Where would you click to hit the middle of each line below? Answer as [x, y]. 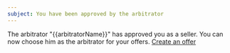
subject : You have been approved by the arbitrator [85, 14]
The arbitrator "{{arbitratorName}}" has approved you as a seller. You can [115, 34]
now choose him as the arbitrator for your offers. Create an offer [102, 41]
